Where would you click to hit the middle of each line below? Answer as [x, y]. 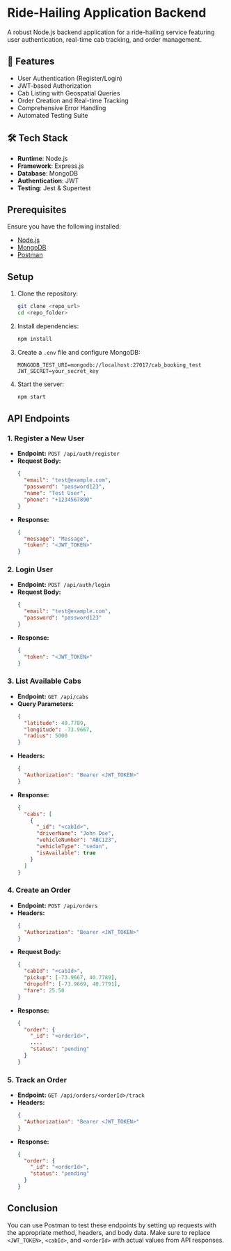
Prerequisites [37, 209]
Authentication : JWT [48, 181]
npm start [32, 397]
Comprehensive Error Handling [62, 108]
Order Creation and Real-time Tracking [73, 100]
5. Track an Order [37, 1080]
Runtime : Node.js [42, 158]
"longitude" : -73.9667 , [58, 730]
